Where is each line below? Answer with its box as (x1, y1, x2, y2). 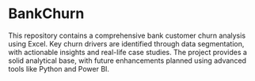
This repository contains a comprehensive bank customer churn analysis (8, 31, 246, 40)
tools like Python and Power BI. (8, 64, 109, 73)
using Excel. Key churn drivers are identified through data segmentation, (8, 39, 245, 48)
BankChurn (8, 5, 85, 23)
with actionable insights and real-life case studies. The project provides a (8, 47, 248, 57)
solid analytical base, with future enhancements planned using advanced (8, 56, 247, 65)
